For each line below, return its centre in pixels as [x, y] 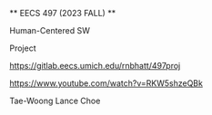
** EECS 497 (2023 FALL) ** [63, 13]
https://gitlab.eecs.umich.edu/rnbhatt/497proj [95, 66]
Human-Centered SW [50, 30]
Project [23, 48]
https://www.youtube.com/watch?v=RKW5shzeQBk [106, 83]
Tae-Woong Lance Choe [55, 101]
